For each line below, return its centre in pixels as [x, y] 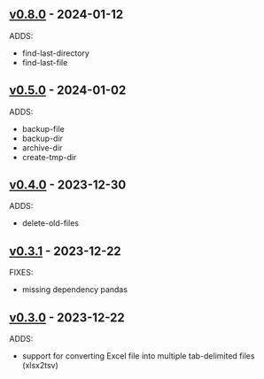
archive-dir [42, 147]
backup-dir [43, 138]
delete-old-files [50, 223]
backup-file [43, 128]
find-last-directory [56, 53]
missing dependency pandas [75, 290]
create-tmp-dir [49, 157]
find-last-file [45, 62]
